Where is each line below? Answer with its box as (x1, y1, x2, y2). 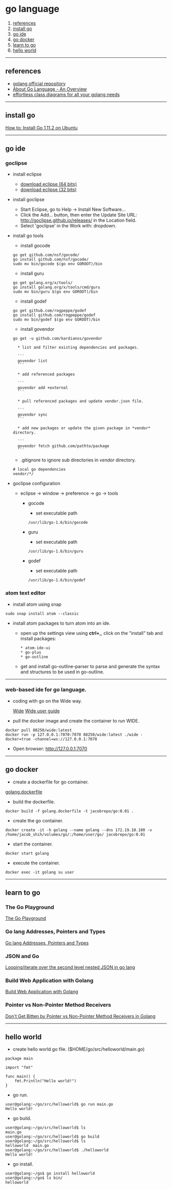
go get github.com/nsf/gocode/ (12, 252, 80, 258)
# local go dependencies (12, 467, 66, 472)
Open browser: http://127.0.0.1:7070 (12, 746, 88, 752)
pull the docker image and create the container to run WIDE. (12, 717, 140, 724)
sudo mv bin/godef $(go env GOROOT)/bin (12, 317, 100, 323)
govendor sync (17, 412, 48, 417)
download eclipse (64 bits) (20, 181, 77, 187)
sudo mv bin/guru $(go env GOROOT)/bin (12, 289, 98, 294)
